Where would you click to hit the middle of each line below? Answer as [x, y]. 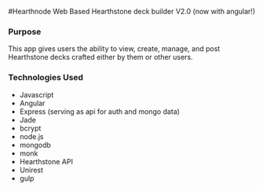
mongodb [35, 145]
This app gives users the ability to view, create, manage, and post [114, 49]
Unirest [31, 170]
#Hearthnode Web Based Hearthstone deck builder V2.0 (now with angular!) [132, 11]
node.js [32, 136]
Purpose [25, 31]
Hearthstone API [46, 161]
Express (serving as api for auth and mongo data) [100, 111]
